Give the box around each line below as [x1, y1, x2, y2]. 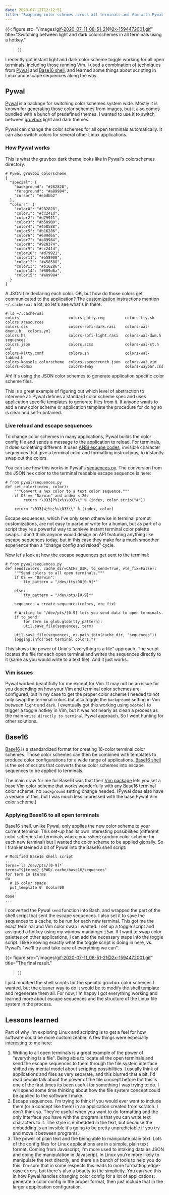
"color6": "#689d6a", [14, 233, 60, 238]
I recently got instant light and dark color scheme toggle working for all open [5, 56, 164, 62]
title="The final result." [5, 960, 52, 966]
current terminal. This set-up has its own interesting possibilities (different [5, 828, 159, 834]
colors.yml [27, 328, 51, 333]
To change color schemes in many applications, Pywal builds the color [5, 433, 152, 440]
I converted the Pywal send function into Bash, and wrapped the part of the [5, 907, 161, 914]
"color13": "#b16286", [14, 264, 62, 269]
